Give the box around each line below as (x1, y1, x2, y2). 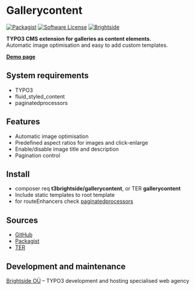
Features (6, 116, 40, 127)
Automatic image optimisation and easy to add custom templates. (6, 41, 168, 49)
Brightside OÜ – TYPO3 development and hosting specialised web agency (6, 277, 190, 284)
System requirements (6, 70, 89, 81)
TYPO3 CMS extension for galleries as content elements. (6, 35, 152, 42)
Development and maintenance (6, 261, 126, 271)
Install (6, 169, 30, 179)
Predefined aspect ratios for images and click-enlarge (14, 139, 148, 146)
